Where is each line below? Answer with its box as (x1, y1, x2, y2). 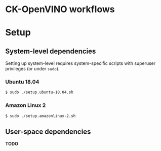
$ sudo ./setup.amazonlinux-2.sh (5, 113, 76, 119)
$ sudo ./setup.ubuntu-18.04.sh (5, 90, 73, 95)
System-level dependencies (5, 47, 96, 55)
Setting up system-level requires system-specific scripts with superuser (5, 60, 156, 66)
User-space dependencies (5, 127, 91, 136)
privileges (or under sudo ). (5, 66, 60, 72)
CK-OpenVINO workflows (5, 4, 115, 15)
